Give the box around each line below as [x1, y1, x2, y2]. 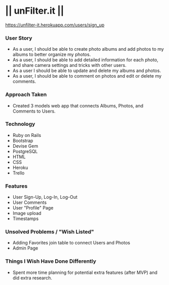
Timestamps [12, 216, 39, 222]
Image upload [12, 210, 41, 217]
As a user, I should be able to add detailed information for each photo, [12, 57, 158, 63]
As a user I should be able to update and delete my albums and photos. [12, 67, 161, 74]
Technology [5, 121, 35, 128]
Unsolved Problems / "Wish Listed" [5, 228, 95, 235]
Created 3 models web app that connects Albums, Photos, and [12, 102, 143, 109]
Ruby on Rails [12, 132, 41, 138]
